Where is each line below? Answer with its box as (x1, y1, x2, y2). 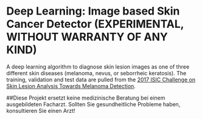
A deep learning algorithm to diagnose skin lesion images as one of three (6, 63, 190, 70)
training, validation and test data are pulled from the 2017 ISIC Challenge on (6, 76, 196, 83)
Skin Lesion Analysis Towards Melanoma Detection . (6, 82, 136, 89)
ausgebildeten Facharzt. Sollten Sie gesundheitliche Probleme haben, (6, 100, 181, 107)
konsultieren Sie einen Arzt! (6, 107, 75, 114)
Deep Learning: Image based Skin (6, 4, 180, 18)
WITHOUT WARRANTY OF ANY (6, 30, 169, 44)
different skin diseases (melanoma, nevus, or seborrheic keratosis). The (6, 69, 187, 76)
